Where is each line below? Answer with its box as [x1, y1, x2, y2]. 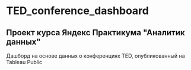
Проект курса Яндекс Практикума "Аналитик [6, 28, 185, 38]
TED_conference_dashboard [6, 4, 149, 18]
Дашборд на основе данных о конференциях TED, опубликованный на [6, 52, 185, 59]
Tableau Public [6, 59, 43, 65]
